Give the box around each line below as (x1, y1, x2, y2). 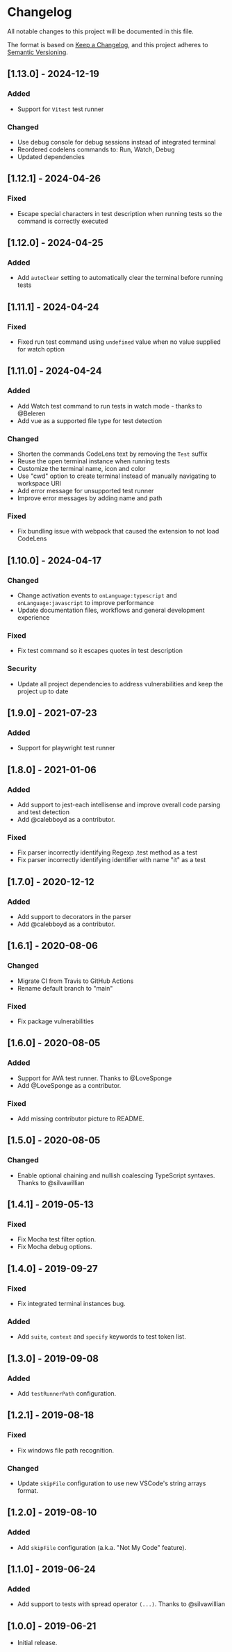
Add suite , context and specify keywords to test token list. (17, 1332, 186, 1341)
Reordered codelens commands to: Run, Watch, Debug (17, 145, 175, 154)
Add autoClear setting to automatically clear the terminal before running (17, 274, 224, 282)
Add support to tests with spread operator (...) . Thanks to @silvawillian (17, 1600, 226, 1608)
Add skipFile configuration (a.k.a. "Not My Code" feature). (17, 1543, 187, 1551)
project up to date (17, 687, 69, 695)
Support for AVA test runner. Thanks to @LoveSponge (17, 1074, 172, 1082)
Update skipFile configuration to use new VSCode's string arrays (17, 1479, 206, 1487)
